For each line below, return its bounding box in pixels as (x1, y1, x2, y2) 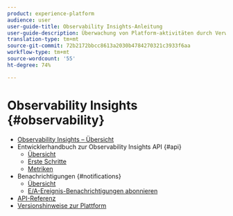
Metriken (27, 164, 53, 173)
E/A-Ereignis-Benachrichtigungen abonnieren (27, 186, 158, 195)
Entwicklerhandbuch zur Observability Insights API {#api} (17, 143, 182, 151)
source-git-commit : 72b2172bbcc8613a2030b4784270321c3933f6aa (7, 42, 191, 49)
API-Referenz (17, 194, 56, 202)
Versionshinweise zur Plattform (17, 201, 107, 210)
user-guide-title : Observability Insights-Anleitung (7, 23, 163, 30)
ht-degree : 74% (7, 62, 51, 69)
